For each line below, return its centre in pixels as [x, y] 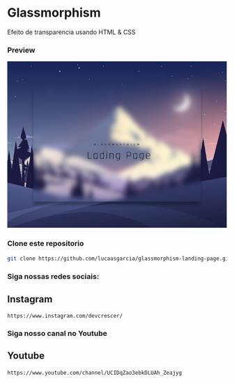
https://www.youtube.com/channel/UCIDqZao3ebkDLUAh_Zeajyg [95, 373]
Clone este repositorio [46, 243]
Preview [21, 50]
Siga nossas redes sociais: [53, 277]
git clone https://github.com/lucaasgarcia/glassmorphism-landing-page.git [119, 259]
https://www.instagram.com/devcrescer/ [65, 316]
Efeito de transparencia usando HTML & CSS [71, 32]
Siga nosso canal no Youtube [57, 333]
